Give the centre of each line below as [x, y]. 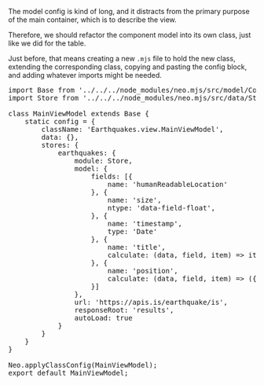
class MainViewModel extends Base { [79, 114]
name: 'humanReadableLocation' [167, 184]
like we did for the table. [47, 43]
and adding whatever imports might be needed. [85, 75]
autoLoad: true [103, 318]
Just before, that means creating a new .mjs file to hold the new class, [122, 59]
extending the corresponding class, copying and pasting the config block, [128, 67]
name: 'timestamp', [145, 224]
